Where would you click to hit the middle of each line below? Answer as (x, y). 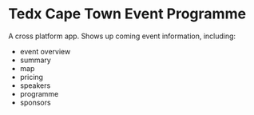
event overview (45, 51)
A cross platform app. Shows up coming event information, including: (122, 36)
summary (36, 60)
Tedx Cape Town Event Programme (127, 14)
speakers (35, 85)
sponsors (35, 102)
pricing (32, 77)
